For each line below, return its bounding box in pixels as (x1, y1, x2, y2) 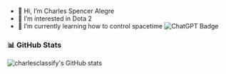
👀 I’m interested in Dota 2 (17, 14, 93, 23)
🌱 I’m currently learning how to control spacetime (17, 22, 163, 30)
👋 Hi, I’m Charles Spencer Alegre (17, 7, 115, 15)
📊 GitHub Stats (7, 40, 62, 50)
